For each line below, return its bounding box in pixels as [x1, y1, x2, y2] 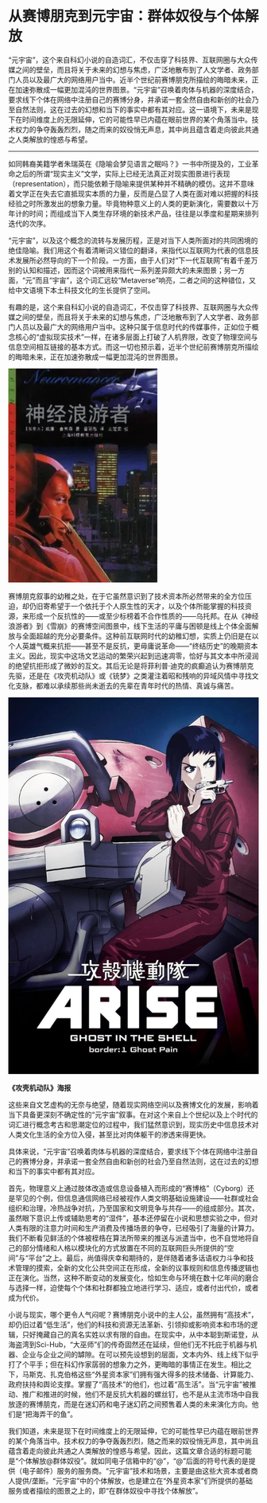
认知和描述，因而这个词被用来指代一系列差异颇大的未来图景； [21, 265, 224, 275]
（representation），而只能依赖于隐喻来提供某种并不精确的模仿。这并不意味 [8, 178, 254, 188]
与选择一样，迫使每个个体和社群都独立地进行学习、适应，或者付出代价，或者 [8, 1282, 259, 1292]
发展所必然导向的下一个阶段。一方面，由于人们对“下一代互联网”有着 [14, 256, 238, 265]
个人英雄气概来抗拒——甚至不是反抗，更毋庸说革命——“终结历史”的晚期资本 [8, 641, 258, 650]
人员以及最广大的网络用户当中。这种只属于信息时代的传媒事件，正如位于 [14, 322, 252, 331]
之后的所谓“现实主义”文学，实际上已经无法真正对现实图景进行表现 [14, 169, 230, 178]
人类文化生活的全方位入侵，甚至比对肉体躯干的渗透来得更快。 [8, 1130, 211, 1139]
